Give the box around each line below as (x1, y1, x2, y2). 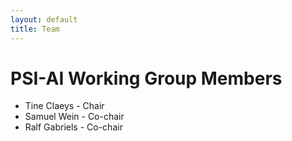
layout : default (10, 14, 78, 25)
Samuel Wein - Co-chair (24, 111, 125, 123)
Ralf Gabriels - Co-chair (24, 121, 123, 133)
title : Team (10, 24, 60, 34)
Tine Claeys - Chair (24, 100, 105, 112)
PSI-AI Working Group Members (10, 67, 283, 90)
